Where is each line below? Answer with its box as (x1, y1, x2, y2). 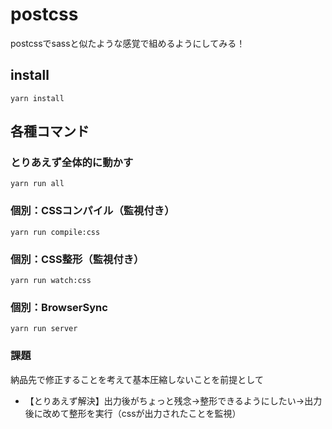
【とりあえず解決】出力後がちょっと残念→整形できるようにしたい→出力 (24, 394, 323, 407)
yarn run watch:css (10, 276, 92, 286)
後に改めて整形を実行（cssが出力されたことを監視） (24, 407, 242, 419)
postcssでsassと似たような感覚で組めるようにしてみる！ (10, 37, 246, 49)
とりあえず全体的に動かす (10, 156, 134, 170)
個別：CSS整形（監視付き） (10, 252, 145, 266)
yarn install (10, 93, 65, 103)
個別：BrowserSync (10, 300, 108, 314)
